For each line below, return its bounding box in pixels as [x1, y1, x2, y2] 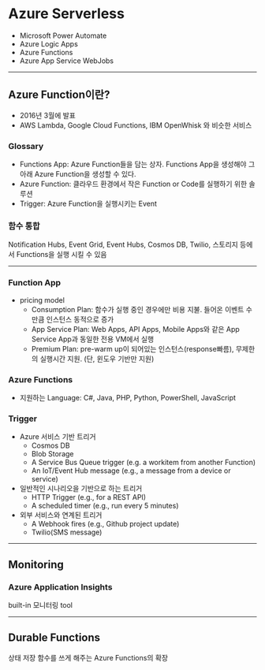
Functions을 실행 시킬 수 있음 [16, 250, 107, 259]
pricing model [19, 295, 65, 304]
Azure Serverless [8, 5, 125, 23]
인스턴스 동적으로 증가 [46, 315, 114, 324]
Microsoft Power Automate [19, 31, 107, 40]
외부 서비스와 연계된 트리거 [19, 510, 103, 520]
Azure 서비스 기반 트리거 [19, 432, 96, 441]
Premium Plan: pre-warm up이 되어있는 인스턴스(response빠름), [31, 344, 234, 353]
